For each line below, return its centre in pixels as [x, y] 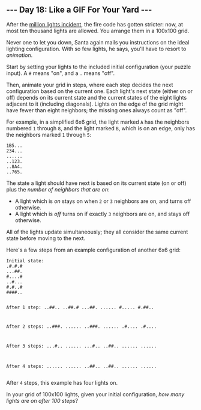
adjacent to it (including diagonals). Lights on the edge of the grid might [95, 104]
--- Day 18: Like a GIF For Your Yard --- [79, 10]
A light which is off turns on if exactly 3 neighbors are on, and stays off [102, 214]
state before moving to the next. [46, 238]
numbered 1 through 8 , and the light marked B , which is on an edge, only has [101, 128]
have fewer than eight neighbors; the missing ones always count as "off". [97, 110]
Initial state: [25, 261]
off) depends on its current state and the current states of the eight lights [97, 97]
